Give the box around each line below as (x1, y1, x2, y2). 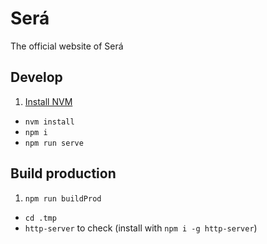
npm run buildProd (24, 193, 102, 204)
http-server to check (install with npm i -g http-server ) (24, 222, 258, 234)
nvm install (24, 117, 75, 127)
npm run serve (24, 138, 84, 148)
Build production (10, 165, 117, 182)
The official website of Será (10, 40, 124, 52)
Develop (10, 69, 63, 86)
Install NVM (24, 95, 73, 107)
